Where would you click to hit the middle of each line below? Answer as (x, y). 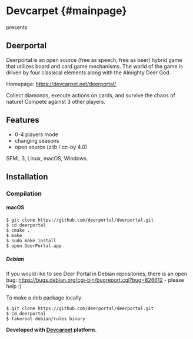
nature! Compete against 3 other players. (56, 101)
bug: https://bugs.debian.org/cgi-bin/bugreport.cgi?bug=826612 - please (95, 280)
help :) (14, 287)
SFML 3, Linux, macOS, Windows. (47, 158)
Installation (27, 177)
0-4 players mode (36, 134)
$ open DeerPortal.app (34, 246)
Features (23, 120)
